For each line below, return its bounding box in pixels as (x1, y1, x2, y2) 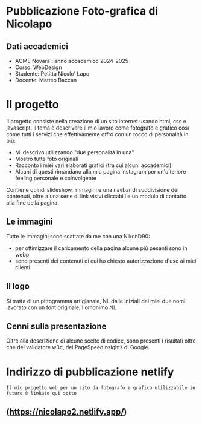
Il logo (6, 281, 30, 292)
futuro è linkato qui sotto (6, 390, 77, 396)
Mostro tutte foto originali (14, 155, 78, 162)
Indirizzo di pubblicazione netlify (6, 365, 174, 379)
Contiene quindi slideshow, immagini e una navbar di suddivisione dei (6, 186, 179, 193)
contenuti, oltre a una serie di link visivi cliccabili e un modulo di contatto (6, 192, 187, 200)
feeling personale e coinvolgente (14, 174, 96, 182)
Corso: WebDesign (14, 64, 62, 71)
